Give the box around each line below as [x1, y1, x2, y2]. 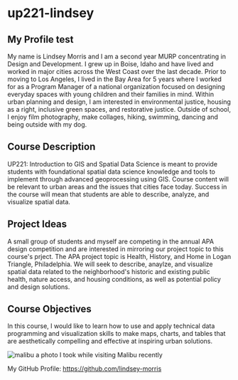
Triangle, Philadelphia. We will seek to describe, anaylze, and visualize [7, 260, 213, 268]
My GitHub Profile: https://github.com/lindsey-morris [7, 364, 162, 373]
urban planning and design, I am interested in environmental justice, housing [7, 97, 231, 106]
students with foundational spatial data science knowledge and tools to [7, 167, 215, 176]
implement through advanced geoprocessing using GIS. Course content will [7, 174, 229, 183]
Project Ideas [7, 218, 67, 231]
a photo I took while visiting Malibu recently [35, 351, 163, 359]
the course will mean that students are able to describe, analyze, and [7, 190, 210, 199]
